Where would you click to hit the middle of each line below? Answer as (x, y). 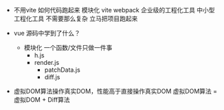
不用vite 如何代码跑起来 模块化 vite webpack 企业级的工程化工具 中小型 (114, 10)
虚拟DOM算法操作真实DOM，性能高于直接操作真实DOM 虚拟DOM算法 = (115, 91)
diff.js (52, 77)
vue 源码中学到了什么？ (47, 33)
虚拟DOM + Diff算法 (42, 100)
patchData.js (62, 70)
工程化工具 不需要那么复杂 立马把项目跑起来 (76, 18)
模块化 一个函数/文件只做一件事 (68, 47)
